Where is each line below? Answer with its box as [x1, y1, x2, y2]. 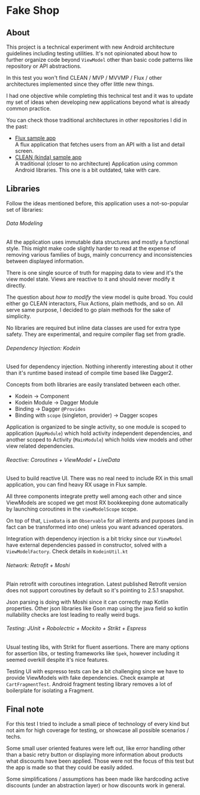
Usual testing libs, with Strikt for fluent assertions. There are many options [6, 643, 190, 650]
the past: [6, 123, 28, 130]
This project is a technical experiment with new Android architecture [6, 43, 175, 50]
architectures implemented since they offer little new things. [6, 80, 154, 88]
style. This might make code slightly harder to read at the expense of [6, 245, 176, 252]
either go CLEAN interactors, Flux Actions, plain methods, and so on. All [6, 300, 183, 307]
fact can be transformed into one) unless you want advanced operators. [6, 523, 184, 531]
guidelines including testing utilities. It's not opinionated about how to [6, 50, 178, 57]
